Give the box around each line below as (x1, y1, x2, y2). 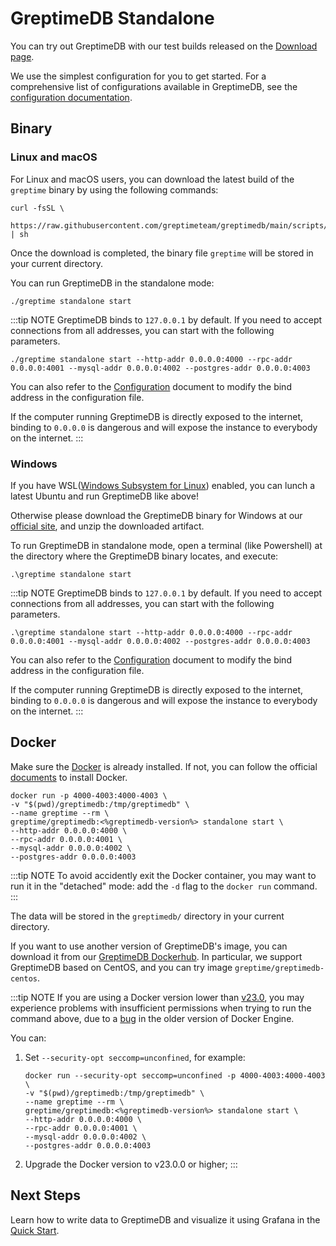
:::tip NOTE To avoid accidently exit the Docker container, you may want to (10, 869, 317, 881)
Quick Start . (10, 1224, 60, 1236)
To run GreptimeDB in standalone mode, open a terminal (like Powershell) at (10, 539, 323, 551)
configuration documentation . (10, 91, 133, 103)
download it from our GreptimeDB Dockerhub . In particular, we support (10, 950, 303, 962)
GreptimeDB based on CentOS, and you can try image (10, 961, 233, 973)
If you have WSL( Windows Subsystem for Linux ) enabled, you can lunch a (10, 479, 316, 491)
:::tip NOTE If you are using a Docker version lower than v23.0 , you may (10, 991, 305, 1003)
